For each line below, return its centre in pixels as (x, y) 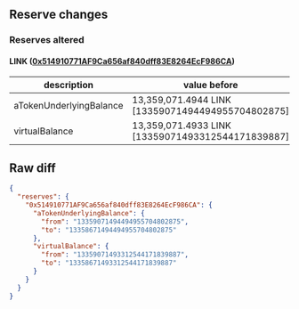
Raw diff (32, 168)
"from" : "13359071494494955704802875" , (115, 222)
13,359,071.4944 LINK (182, 100)
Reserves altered (47, 40)
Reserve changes (59, 15)
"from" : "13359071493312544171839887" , (115, 255)
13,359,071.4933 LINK (182, 126)
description (68, 85)
